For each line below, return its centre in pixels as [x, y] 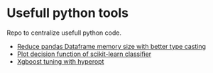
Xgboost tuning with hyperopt [60, 61]
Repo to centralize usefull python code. [64, 33]
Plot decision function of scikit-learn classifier [84, 54]
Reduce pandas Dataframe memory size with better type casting [111, 46]
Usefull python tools [68, 13]
